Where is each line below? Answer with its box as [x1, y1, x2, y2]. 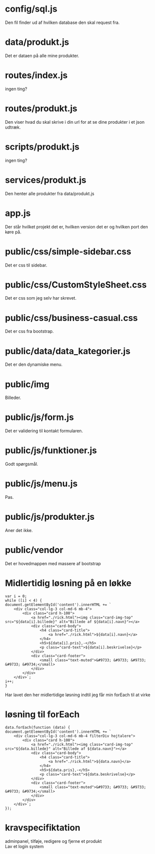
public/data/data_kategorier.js [5, 345, 131, 357]
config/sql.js [5, 3, 58, 15]
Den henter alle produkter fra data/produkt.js [5, 190, 94, 196]
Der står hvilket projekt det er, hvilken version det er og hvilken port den [5, 224, 148, 229]
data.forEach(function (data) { [5, 725, 70, 730]
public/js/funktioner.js [5, 445, 97, 456]
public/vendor [5, 545, 63, 556]
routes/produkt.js [5, 103, 77, 114]
